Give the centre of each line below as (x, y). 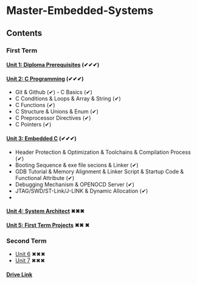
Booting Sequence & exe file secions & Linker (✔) (77, 165)
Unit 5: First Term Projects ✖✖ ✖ (48, 225)
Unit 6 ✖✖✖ (30, 254)
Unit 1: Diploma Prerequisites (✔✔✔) (53, 65)
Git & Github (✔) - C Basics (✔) (54, 92)
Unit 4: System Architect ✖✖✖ (46, 211)
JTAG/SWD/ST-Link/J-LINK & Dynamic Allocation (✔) (81, 191)
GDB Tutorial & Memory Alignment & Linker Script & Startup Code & (99, 171)
